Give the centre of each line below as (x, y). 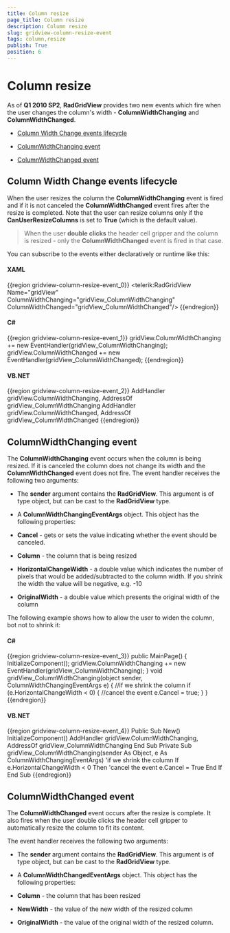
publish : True (27, 45)
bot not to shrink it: (34, 625)
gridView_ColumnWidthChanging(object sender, (75, 678)
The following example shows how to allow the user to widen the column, (111, 618)
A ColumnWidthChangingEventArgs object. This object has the (108, 514)
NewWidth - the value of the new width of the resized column (105, 909)
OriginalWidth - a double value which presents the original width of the (118, 597)
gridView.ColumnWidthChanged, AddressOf (69, 413)
